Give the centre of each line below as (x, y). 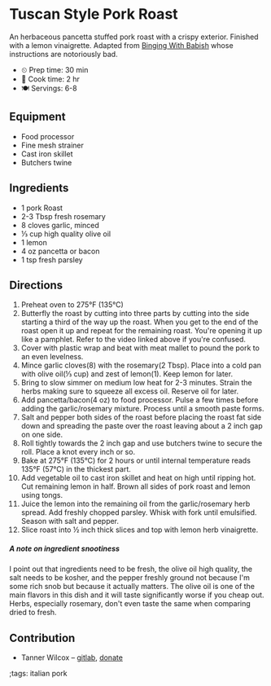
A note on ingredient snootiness (65, 548)
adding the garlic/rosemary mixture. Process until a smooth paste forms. (142, 409)
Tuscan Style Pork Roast (94, 14)
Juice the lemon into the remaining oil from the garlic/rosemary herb (135, 504)
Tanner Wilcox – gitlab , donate (72, 657)
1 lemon (34, 242)
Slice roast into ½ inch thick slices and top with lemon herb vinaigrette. (140, 530)
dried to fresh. (33, 613)
